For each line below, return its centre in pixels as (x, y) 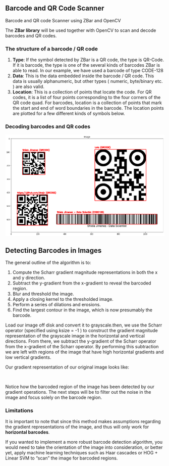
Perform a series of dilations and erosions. (57, 304)
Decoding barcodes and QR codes (48, 127)
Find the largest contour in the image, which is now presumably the (82, 310)
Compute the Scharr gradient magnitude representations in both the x (85, 272)
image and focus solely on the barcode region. (54, 397)
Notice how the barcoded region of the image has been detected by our (80, 387)
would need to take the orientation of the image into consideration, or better (84, 447)
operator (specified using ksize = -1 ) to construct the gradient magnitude (81, 330)
